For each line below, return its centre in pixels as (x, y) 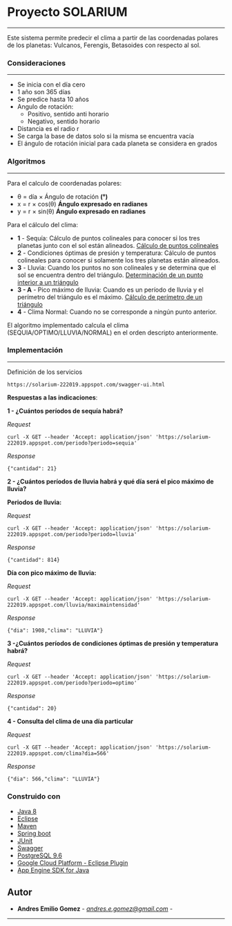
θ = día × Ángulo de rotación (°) (62, 196)
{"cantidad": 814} (33, 560)
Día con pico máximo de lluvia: (52, 573)
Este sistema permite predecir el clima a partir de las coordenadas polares (113, 37)
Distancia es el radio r (48, 129)
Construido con (34, 796)
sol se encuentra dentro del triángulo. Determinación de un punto (110, 275)
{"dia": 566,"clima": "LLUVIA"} (54, 779)
